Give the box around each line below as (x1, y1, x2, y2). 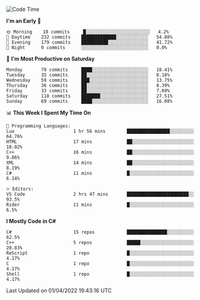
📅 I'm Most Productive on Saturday (6, 55, 95, 62)
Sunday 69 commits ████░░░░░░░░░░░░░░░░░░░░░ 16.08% (6, 98, 172, 104)
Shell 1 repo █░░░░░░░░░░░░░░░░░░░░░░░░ (6, 271, 195, 277)
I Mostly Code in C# (6, 218, 56, 224)
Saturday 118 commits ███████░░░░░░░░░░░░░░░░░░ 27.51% (6, 93, 172, 99)
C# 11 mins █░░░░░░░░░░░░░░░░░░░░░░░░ (6, 170, 195, 176)
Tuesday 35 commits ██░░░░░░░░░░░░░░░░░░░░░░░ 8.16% (6, 72, 170, 78)
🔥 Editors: (6, 186, 34, 192)
